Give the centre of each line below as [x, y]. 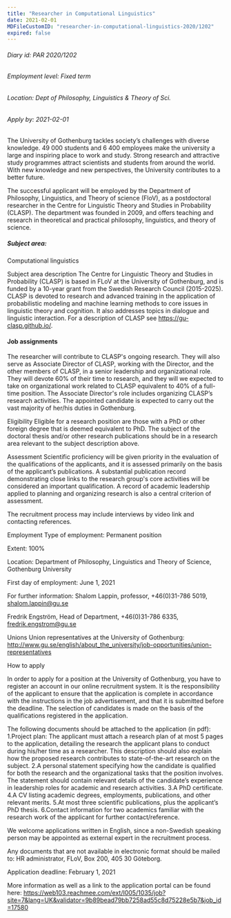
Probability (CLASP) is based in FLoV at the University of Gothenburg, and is [115, 281]
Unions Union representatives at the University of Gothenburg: [96, 637]
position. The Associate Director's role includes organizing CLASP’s [117, 393]
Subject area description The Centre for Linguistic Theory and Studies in [110, 274]
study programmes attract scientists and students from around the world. [111, 162]
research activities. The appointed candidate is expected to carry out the [111, 401]
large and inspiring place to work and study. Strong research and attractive [113, 156]
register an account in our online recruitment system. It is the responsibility [113, 686]
